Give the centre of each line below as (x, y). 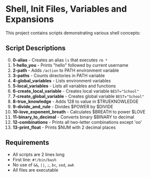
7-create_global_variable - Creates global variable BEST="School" (78, 96)
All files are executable (35, 170)
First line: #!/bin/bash (34, 159)
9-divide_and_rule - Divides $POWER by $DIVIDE (63, 106)
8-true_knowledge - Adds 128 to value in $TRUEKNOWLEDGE (75, 101)
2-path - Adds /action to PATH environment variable (66, 70)
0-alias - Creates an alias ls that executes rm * (60, 60)
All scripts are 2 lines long (38, 154)
